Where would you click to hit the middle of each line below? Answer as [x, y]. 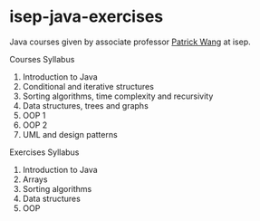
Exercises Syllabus [44, 152]
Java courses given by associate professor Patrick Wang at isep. [130, 42]
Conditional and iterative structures [88, 86]
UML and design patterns [70, 134]
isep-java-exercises [87, 17]
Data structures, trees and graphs [86, 105]
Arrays [35, 179]
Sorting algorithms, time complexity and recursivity [118, 96]
